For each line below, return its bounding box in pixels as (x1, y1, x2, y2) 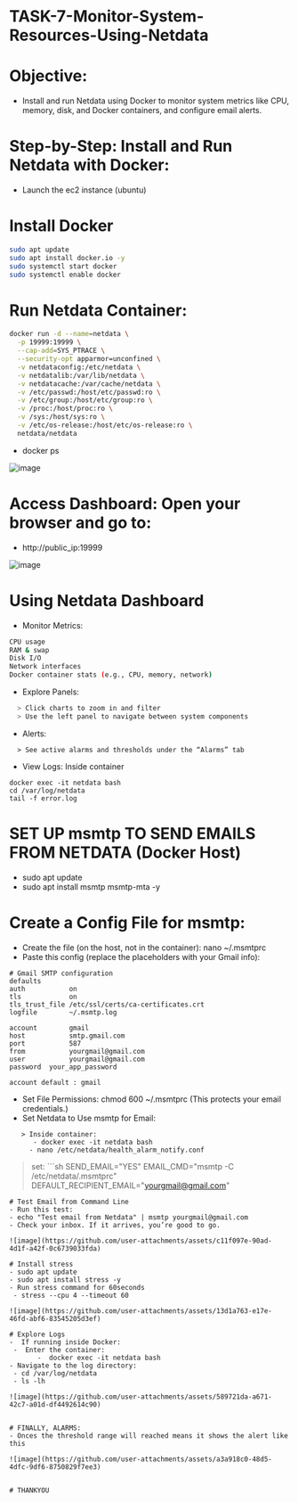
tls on (9, 992, 77, 1001)
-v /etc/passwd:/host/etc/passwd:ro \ (17, 388, 162, 397)
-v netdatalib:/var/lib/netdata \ (17, 371, 145, 380)
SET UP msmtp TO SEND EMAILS (9, 824, 256, 843)
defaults (9, 976, 42, 986)
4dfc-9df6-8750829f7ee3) (9, 1462, 101, 1472)
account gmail (9, 1023, 90, 1032)
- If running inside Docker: (9, 1337, 122, 1347)
